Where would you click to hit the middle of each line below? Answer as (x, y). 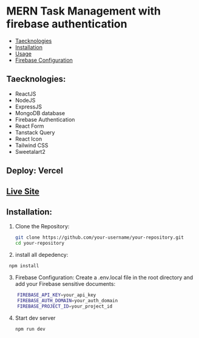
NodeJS (25, 100)
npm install (24, 266)
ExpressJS (29, 107)
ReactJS (25, 94)
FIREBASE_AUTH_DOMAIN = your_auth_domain (68, 300)
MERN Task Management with (83, 11)
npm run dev (30, 329)
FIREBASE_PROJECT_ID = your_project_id (65, 306)
